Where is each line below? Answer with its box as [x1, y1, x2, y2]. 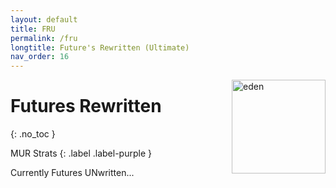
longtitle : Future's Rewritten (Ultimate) [10, 42, 190, 53]
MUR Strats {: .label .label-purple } [10, 147, 152, 160]
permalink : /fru [10, 33, 78, 43]
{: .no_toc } [10, 128, 56, 140]
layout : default [10, 14, 78, 25]
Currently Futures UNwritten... [10, 167, 135, 179]
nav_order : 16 [10, 52, 70, 62]
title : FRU [10, 24, 56, 34]
